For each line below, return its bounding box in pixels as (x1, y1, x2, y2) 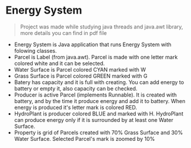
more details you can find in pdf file (20, 29, 107, 36)
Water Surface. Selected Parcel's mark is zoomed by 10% (14, 135, 155, 142)
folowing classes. (14, 47, 57, 54)
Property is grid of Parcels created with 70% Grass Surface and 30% (14, 128, 183, 136)
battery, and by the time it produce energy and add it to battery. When (14, 97, 186, 104)
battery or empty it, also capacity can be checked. (14, 85, 138, 92)
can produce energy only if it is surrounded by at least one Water (14, 116, 173, 123)
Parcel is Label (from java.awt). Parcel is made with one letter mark (14, 53, 178, 60)
